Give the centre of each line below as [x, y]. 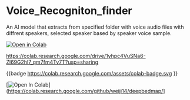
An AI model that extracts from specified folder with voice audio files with [95, 27]
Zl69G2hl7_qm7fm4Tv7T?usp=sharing [52, 62]
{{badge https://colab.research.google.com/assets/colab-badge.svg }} [92, 73]
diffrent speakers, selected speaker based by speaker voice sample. [89, 33]
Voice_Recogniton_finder [69, 11]
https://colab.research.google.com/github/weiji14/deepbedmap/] [86, 91]
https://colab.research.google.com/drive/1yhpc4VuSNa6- [76, 56]
